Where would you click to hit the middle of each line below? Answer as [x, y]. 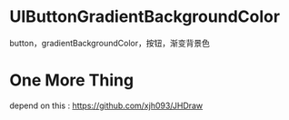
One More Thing [72, 80]
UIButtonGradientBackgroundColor [144, 17]
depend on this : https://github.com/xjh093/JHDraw [106, 105]
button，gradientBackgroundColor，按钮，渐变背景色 [110, 43]
